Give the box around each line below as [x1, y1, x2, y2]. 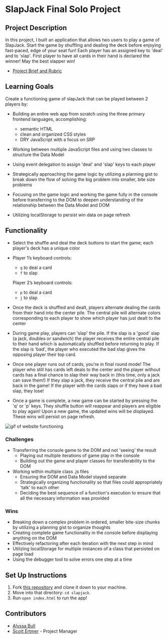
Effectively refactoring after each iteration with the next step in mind [12, 541, 153, 547]
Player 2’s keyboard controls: [12, 280, 73, 286]
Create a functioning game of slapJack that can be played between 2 [5, 95, 148, 101]
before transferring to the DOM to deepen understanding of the [12, 197, 143, 203]
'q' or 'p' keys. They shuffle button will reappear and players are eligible [12, 403, 161, 409]
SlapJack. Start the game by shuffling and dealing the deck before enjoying [5, 42, 161, 48]
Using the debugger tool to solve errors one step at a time [12, 556, 132, 563]
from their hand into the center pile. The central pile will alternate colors [12, 310, 161, 316]
